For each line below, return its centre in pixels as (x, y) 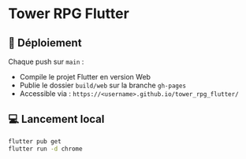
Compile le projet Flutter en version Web (85, 77)
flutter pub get (35, 141)
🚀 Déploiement (45, 43)
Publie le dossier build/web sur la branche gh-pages (103, 85)
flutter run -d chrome (45, 149)
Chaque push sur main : (46, 61)
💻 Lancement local (56, 119)
